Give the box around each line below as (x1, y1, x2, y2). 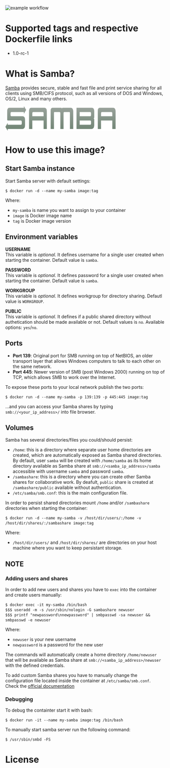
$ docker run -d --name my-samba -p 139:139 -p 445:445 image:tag (5, 394, 148, 400)
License (5, 754, 39, 765)
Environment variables (5, 233, 78, 241)
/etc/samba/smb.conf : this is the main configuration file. (12, 490, 128, 496)
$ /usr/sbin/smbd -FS (5, 737, 51, 742)
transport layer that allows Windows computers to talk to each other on (12, 358, 161, 364)
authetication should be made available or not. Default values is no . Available (5, 319, 164, 325)
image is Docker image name (12, 212, 72, 219)
